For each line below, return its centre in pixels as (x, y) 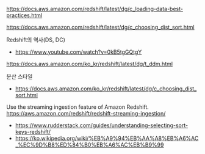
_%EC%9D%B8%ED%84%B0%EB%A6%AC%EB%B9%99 (89, 145)
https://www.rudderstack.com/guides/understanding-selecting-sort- (101, 125)
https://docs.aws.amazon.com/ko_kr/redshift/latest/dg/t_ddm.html (89, 64)
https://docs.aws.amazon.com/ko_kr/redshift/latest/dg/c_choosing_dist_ (106, 89)
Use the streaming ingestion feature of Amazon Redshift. (78, 107)
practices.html (24, 15)
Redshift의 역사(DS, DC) (36, 40)
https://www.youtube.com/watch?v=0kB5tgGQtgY (78, 52)
